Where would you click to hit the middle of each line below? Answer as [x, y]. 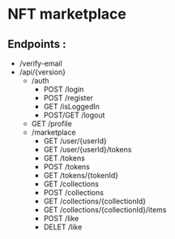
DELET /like [63, 227]
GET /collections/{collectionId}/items [105, 210]
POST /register [68, 98]
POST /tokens [67, 166]
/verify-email [41, 63]
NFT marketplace [67, 14]
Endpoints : [37, 44]
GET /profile [51, 124]
